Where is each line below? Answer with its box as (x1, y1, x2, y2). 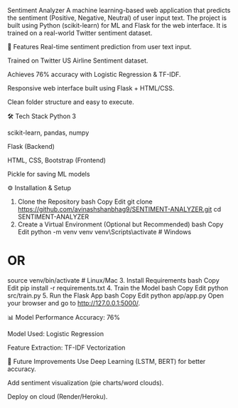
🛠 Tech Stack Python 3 (7, 112, 77, 120)
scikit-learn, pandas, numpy (7, 128, 90, 137)
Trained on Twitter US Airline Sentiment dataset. (7, 56, 148, 65)
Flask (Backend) (7, 142, 55, 150)
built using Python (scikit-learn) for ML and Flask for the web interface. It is (7, 21, 227, 29)
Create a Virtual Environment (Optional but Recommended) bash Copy (17, 220, 224, 229)
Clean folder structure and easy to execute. (7, 98, 135, 106)
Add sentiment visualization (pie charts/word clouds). (7, 378, 164, 387)
